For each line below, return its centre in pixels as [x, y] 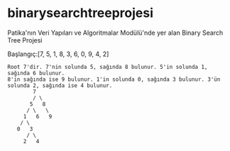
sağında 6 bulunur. [36, 73]
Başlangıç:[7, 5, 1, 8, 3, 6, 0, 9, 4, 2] [58, 54]
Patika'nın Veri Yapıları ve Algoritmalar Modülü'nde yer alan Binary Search [115, 33]
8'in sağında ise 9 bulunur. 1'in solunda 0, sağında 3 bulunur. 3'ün [114, 79]
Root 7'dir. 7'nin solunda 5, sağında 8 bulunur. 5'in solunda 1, [108, 67]
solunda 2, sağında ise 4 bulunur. [60, 85]
